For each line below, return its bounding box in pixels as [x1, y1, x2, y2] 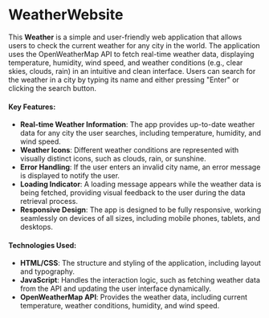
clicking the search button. [8, 83, 96, 93]
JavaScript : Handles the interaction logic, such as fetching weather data [19, 275, 261, 285]
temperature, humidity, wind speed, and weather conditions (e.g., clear [8, 58, 243, 67]
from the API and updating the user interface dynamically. [19, 283, 211, 294]
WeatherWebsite [8, 6, 124, 24]
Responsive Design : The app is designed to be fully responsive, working [19, 205, 262, 214]
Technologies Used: [8, 240, 77, 250]
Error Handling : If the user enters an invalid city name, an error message [19, 162, 261, 172]
